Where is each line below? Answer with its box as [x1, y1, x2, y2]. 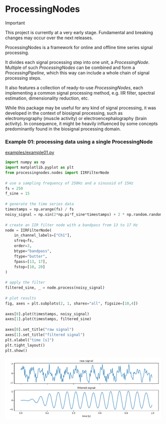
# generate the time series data [5, 202, 74, 207]
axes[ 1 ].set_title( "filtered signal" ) [5, 332, 85, 338]
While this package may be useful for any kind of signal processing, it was [5, 105, 157, 111]
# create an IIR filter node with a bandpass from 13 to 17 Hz [5, 222, 138, 228]
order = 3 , [14, 243, 32, 248]
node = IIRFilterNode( [5, 228, 52, 233]
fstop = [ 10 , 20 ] [14, 264, 45, 269]
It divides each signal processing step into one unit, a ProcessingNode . [5, 59, 150, 65]
